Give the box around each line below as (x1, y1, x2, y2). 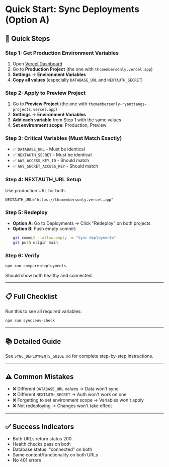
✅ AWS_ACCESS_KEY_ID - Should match (12, 158, 90, 164)
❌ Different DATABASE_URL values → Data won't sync (12, 386, 119, 392)
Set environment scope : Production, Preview (12, 122, 107, 128)
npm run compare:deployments (5, 263, 66, 269)
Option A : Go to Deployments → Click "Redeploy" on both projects (12, 220, 151, 226)
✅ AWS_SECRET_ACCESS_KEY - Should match (12, 163, 98, 169)
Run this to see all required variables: (5, 308, 82, 314)
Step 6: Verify (5, 252, 40, 259)
